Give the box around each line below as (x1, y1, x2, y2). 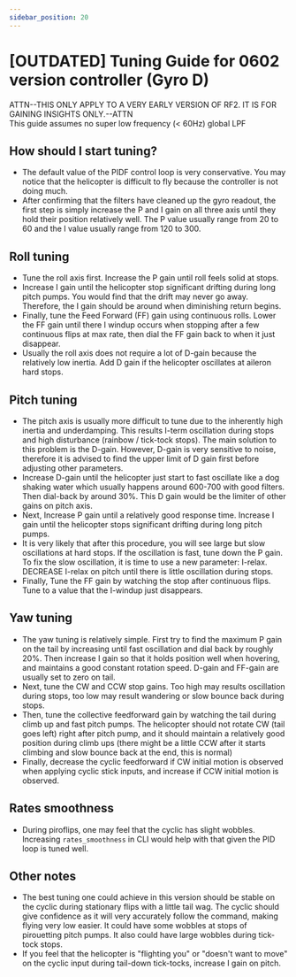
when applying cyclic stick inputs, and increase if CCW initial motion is (21, 765, 279, 776)
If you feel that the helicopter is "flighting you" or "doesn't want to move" (21, 949, 288, 959)
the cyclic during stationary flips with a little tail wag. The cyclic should (21, 902, 280, 912)
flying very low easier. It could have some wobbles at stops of (21, 920, 247, 931)
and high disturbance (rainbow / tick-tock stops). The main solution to (21, 435, 277, 445)
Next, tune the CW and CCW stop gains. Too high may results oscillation (21, 681, 285, 691)
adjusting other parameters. (21, 463, 124, 473)
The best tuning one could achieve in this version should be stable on (21, 892, 276, 903)
